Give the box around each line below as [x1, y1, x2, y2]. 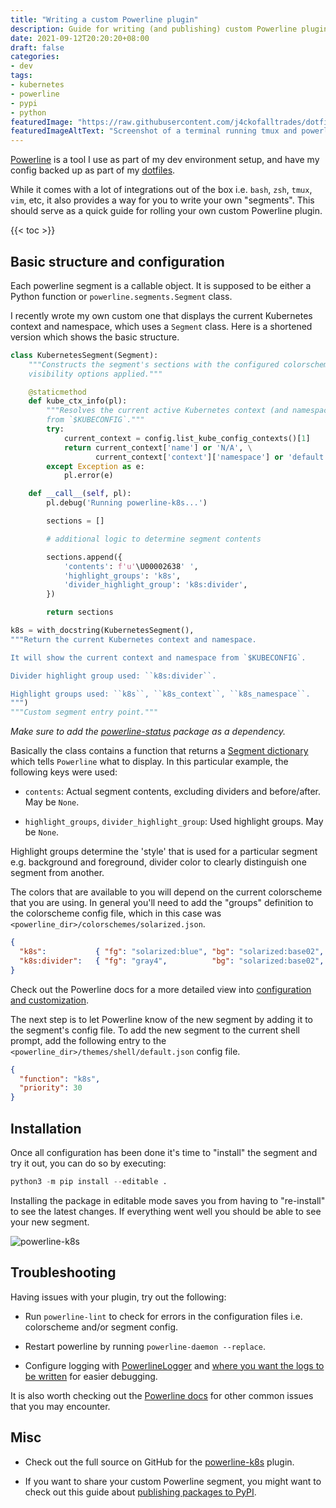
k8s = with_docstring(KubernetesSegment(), [10, 626, 195, 636]
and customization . [10, 994, 90, 1006]
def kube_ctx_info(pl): [28, 396, 128, 406]
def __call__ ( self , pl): [28, 489, 132, 499]
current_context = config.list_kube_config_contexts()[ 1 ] [63, 433, 311, 443]
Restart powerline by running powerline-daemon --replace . [24, 1340, 266, 1352]
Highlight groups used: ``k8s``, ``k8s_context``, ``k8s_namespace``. [10, 689, 311, 699]
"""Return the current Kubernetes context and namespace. [10, 634, 257, 645]
